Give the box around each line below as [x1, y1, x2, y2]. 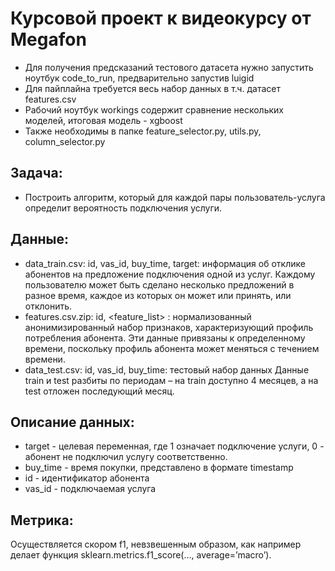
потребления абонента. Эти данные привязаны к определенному [24, 332, 306, 344]
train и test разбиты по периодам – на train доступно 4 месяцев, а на [24, 374, 319, 386]
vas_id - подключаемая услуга [24, 483, 157, 495]
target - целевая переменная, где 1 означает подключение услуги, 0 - [24, 440, 325, 452]
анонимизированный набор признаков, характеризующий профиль [24, 321, 314, 333]
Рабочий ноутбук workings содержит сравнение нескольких [24, 103, 284, 116]
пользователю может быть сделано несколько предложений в [24, 278, 295, 291]
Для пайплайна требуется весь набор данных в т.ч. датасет [24, 82, 281, 94]
